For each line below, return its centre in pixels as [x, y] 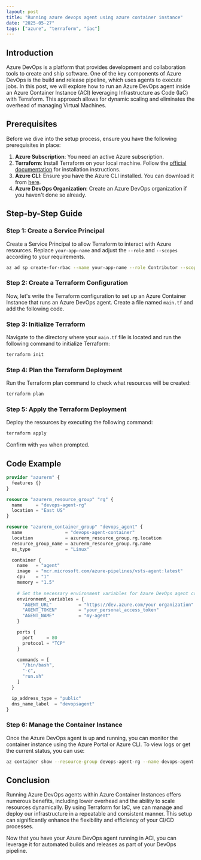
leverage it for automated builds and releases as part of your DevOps [91, 844]
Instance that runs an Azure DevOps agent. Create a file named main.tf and [100, 302]
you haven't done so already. [51, 195]
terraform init [25, 355]
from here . [28, 182]
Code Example [34, 464]
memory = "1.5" [36, 583]
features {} [27, 483]
